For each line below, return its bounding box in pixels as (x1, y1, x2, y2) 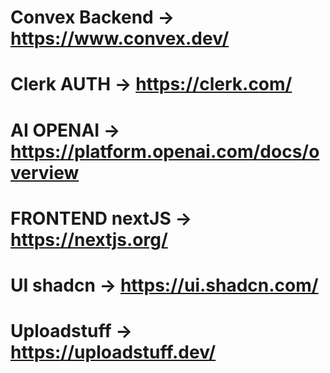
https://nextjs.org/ (10, 228, 168, 251)
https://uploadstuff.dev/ (10, 341, 217, 364)
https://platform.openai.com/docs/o (10, 140, 320, 163)
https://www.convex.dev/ (10, 27, 230, 50)
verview (10, 161, 80, 184)
